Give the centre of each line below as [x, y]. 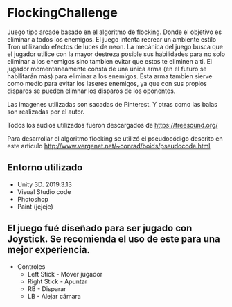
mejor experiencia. [48, 250]
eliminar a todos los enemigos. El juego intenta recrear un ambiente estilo [112, 39]
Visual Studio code [44, 191]
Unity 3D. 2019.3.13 [45, 184]
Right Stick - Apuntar [57, 281]
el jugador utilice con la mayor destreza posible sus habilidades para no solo [116, 54]
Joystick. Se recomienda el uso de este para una [114, 239]
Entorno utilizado [45, 168]
